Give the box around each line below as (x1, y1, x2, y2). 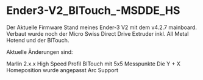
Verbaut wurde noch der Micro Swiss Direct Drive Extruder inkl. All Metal (6, 30, 189, 37)
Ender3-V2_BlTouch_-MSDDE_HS (6, 4, 180, 18)
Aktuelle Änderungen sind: (6, 48, 73, 55)
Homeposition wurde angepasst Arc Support (6, 66, 119, 73)
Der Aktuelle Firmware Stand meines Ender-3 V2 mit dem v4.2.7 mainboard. (6, 24, 197, 31)
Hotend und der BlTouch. (6, 36, 69, 44)
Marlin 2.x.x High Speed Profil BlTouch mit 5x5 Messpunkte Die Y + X (6, 60, 181, 67)
